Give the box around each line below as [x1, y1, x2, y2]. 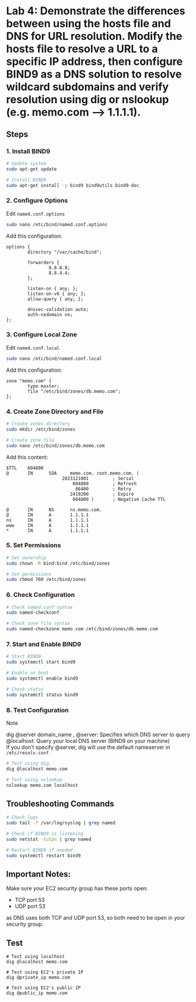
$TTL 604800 [6, 465, 44, 471]
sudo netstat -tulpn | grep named [6, 836, 92, 842]
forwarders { [27, 259, 60, 266]
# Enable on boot [6, 670, 49, 676]
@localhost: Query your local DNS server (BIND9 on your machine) [6, 737, 170, 744]
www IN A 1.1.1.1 [6, 522, 89, 528]
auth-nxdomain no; [27, 312, 73, 318]
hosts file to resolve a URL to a [6, 42, 159, 56]
